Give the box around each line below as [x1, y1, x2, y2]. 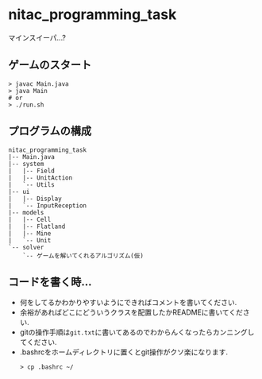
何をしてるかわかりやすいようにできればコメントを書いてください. [19, 298, 237, 307]
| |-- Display [8, 195, 62, 203]
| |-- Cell [8, 215, 52, 223]
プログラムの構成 [8, 125, 92, 138]
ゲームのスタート [8, 58, 92, 72]
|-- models [8, 208, 44, 216]
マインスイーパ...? [8, 33, 66, 42]
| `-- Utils [8, 180, 56, 188]
